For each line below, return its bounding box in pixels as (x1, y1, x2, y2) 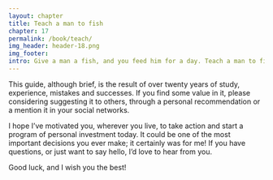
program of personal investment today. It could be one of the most (8, 129, 231, 139)
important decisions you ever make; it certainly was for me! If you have (8, 138, 246, 148)
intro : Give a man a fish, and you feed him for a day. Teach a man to (8, 58, 256, 66)
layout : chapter (8, 11, 63, 20)
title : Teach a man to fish (8, 19, 104, 28)
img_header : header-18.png (8, 42, 100, 50)
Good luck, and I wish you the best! (8, 162, 127, 172)
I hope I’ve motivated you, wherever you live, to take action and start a (8, 121, 244, 131)
